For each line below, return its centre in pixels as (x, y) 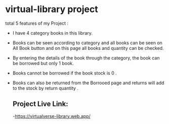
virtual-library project (52, 9)
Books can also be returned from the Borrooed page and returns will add (88, 83)
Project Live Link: (40, 104)
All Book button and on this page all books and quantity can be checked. (88, 48)
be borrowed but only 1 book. (43, 63)
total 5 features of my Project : (37, 23)
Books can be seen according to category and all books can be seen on (88, 43)
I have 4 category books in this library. (52, 33)
